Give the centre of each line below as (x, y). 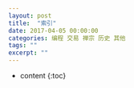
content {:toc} (43, 76)
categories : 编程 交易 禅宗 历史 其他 (67, 38)
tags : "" (23, 46)
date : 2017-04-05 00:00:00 (53, 30)
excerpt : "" (28, 53)
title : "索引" (32, 23)
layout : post (30, 16)
